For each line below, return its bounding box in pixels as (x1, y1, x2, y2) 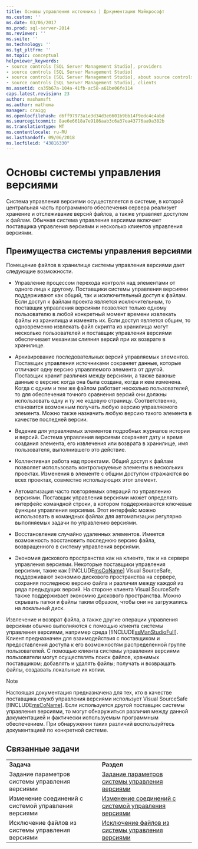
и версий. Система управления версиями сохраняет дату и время (14, 434, 183, 441)
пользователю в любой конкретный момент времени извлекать (14, 311, 177, 318)
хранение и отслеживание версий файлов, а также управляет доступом (6, 210, 189, 217)
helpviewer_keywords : (6, 58, 60, 64)
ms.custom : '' (6, 14, 41, 20)
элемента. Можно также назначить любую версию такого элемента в (14, 410, 192, 417)
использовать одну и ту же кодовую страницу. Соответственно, (14, 397, 177, 404)
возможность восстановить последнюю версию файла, (14, 537, 156, 544)
